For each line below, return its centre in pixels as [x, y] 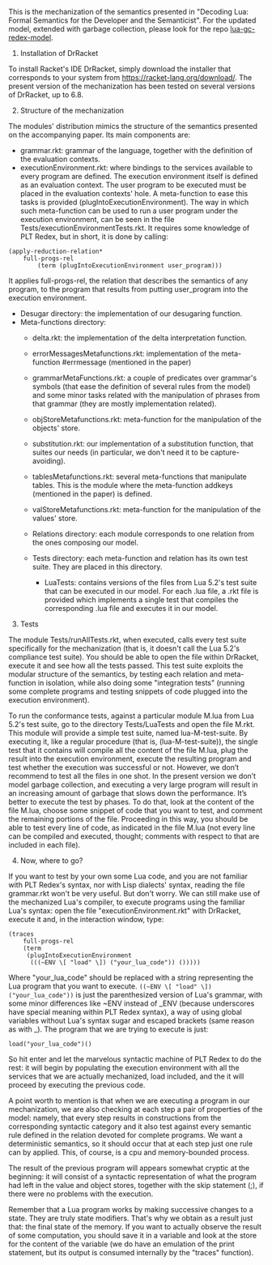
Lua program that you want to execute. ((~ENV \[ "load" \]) [110, 986]
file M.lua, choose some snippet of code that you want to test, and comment [136, 810]
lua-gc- [243, 29]
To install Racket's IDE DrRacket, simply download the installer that [120, 69]
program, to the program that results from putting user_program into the [128, 289]
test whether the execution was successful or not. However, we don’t [124, 767]
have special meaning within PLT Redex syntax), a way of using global [125, 1012]
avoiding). [49, 461]
